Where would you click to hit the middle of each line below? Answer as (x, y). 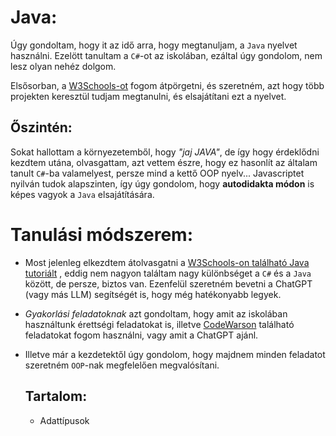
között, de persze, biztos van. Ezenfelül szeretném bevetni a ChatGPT (168, 283)
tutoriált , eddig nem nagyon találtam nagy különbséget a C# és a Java (168, 273)
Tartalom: (56, 396)
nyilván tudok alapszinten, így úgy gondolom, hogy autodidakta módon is (162, 183)
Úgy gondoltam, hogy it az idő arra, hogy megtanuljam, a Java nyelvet (154, 45)
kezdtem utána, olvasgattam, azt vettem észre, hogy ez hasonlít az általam (164, 162)
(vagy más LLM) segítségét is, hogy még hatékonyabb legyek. (153, 294)
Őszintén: (41, 127)
